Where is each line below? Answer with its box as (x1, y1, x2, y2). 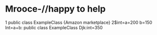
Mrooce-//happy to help (5, 3, 106, 15)
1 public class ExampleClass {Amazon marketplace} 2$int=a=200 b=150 (5, 19, 153, 25)
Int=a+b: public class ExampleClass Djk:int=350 (5, 24, 103, 30)
